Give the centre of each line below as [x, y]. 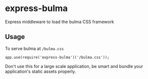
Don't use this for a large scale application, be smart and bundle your [74, 66]
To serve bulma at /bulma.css [34, 48]
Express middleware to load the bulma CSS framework [59, 22]
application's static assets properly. [41, 71]
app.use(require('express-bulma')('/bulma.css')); [57, 57]
